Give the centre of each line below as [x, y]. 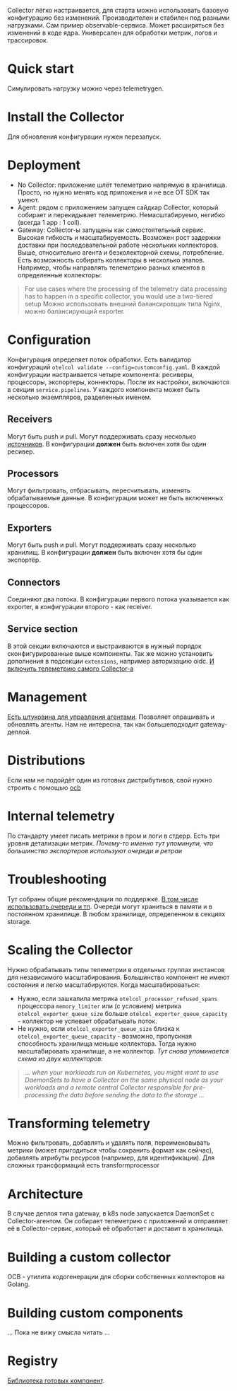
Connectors [34, 582]
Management [47, 697]
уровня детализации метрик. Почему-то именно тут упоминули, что [110, 843]
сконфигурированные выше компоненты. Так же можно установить [110, 653]
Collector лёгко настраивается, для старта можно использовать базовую [118, 10]
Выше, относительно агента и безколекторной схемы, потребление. [121, 252]
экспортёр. [24, 560]
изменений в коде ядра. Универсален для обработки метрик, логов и [112, 33]
